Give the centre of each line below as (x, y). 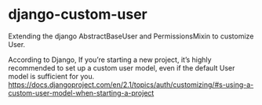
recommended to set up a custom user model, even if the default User (122, 67)
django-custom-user (78, 14)
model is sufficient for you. (51, 76)
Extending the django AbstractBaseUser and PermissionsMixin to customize (131, 36)
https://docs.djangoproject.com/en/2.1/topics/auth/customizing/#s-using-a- (131, 85)
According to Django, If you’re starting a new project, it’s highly (110, 60)
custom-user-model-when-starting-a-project (81, 92)
